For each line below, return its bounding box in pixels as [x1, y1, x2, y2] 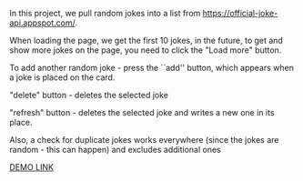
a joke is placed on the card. [9, 72, 116, 83]
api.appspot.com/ [9, 17, 76, 28]
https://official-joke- [202, 8, 278, 18]
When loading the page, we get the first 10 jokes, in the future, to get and [9, 35, 284, 45]
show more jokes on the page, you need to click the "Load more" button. [9, 45, 282, 55]
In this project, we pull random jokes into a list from [9, 8, 201, 18]
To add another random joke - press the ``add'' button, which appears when [9, 63, 294, 73]
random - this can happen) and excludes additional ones [9, 145, 221, 155]
